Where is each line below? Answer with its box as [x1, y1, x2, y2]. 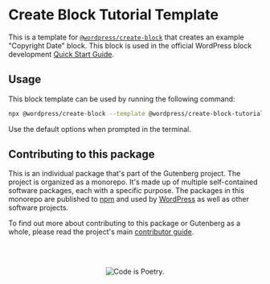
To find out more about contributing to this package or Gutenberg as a [8, 219, 241, 228]
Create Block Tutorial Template [8, 6, 219, 24]
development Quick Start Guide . [8, 49, 115, 59]
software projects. [8, 203, 69, 212]
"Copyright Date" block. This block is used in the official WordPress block [8, 40, 252, 50]
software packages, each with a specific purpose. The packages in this [8, 186, 245, 196]
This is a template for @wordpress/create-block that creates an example [8, 32, 244, 42]
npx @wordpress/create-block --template [8, 109, 146, 117]
